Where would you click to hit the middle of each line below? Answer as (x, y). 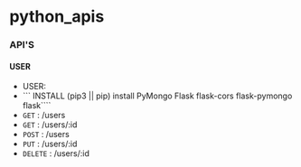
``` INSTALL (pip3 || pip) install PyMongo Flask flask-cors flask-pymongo (157, 96)
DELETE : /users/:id (56, 153)
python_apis (57, 17)
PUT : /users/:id (50, 144)
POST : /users (46, 135)
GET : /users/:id (50, 125)
